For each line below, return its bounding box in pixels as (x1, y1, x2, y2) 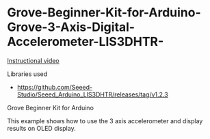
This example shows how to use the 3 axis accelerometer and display (7, 116, 203, 125)
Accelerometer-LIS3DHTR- (7, 34, 164, 49)
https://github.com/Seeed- (16, 83, 93, 91)
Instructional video (7, 56, 60, 64)
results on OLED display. (7, 124, 77, 132)
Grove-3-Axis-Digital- (7, 19, 135, 35)
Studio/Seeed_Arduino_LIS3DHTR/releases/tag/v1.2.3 (16, 90, 169, 99)
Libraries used (7, 70, 48, 78)
